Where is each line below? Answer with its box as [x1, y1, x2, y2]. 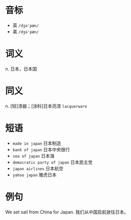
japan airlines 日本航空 [12, 165, 63, 172]
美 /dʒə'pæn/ [12, 28, 39, 34]
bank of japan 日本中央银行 [12, 146, 70, 152]
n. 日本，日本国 [5, 66, 37, 72]
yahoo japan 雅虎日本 [12, 172, 57, 178]
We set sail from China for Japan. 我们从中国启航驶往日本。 [5, 209, 129, 215]
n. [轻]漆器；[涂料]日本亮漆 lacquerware [5, 103, 87, 109]
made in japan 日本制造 [12, 140, 61, 146]
